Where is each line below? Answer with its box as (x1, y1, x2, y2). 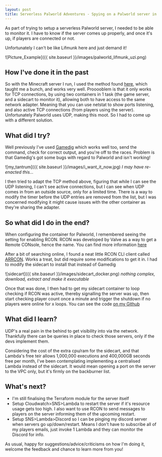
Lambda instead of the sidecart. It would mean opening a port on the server (5, 363, 156, 369)
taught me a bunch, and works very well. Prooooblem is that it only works (5, 86, 151, 92)
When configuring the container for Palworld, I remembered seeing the (5, 231, 146, 237)
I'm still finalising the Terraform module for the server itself (12, 395, 129, 401)
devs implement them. (5, 338, 49, 344)
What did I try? (5, 131, 50, 140)
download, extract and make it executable (5, 276, 89, 282)
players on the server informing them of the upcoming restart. (12, 411, 135, 417)
